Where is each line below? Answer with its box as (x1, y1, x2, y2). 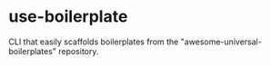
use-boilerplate (8, 6, 128, 27)
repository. (57, 45, 99, 56)
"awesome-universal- (180, 36, 263, 47)
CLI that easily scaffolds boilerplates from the (8, 36, 179, 47)
